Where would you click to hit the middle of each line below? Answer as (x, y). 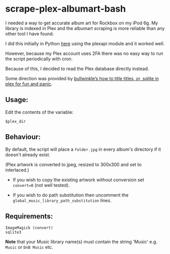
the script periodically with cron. (39, 58)
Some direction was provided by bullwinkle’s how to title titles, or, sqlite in (82, 78)
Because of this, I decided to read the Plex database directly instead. (77, 69)
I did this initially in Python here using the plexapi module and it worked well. (85, 43)
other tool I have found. (30, 34)
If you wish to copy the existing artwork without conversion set (78, 180)
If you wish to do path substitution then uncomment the (71, 195)
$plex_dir (16, 121)
